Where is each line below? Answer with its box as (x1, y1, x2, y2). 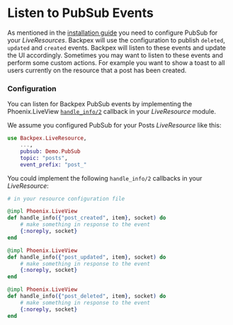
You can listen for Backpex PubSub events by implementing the (7, 100, 193, 108)
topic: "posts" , (20, 154, 69, 161)
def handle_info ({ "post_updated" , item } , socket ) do (7, 253, 166, 261)
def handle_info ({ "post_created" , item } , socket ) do (7, 215, 166, 222)
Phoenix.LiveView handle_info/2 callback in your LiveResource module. (7, 108, 216, 116)
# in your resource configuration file (7, 195, 125, 203)
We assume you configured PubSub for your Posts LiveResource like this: (7, 121, 222, 130)
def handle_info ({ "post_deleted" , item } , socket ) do (7, 292, 166, 300)
